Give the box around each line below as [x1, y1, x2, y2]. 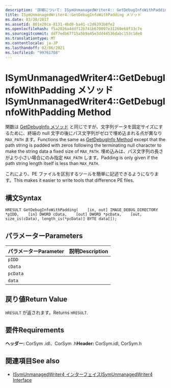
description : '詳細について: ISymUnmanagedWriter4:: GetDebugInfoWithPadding [5, 7, 169, 13]
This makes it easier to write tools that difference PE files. [13, 177, 134, 183]
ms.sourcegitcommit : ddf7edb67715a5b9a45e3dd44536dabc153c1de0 [5, 31, 142, 36]
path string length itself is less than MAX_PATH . [5, 160, 100, 167]
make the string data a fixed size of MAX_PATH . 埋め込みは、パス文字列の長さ [5, 148, 164, 154]
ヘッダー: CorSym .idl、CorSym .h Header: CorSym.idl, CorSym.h [5, 340, 142, 346]
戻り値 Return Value [5, 295, 68, 303]
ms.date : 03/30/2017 [5, 17, 49, 22]
